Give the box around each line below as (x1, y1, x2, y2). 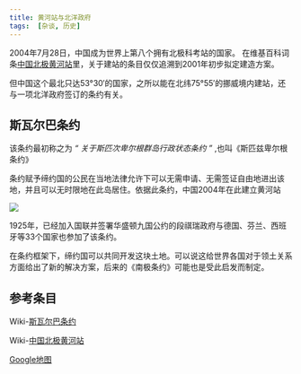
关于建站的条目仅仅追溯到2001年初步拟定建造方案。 (87, 58, 279, 69)
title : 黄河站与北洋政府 (9, 13, 92, 22)
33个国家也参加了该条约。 (24, 231, 122, 242)
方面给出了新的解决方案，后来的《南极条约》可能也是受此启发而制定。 (9, 262, 270, 273)
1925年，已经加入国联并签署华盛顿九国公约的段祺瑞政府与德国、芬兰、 (9, 221, 271, 231)
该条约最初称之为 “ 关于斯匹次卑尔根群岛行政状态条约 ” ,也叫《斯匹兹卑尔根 (9, 143, 288, 153)
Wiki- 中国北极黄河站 (9, 335, 84, 346)
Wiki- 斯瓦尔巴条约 (9, 316, 76, 327)
